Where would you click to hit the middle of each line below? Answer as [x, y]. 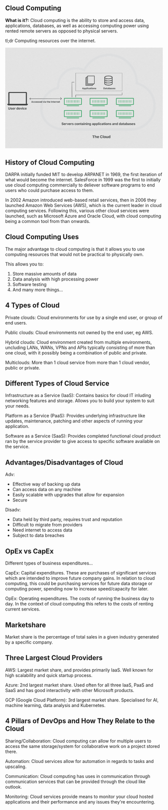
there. [11, 751]
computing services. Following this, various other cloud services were [77, 211]
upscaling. [16, 766]
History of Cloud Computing [50, 162]
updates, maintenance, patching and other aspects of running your [74, 421]
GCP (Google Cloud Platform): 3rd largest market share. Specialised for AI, [82, 700]
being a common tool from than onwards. [48, 221]
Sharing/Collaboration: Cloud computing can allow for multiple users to [78, 741]
